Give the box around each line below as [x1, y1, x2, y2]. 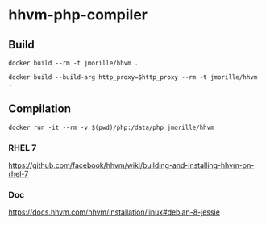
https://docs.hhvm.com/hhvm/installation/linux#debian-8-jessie [8, 207, 220, 217]
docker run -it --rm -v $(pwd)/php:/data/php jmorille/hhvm [8, 123, 215, 131]
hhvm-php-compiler [8, 6, 148, 24]
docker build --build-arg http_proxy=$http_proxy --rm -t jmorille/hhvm [8, 73, 258, 81]
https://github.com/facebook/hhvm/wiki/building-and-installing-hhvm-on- [8, 160, 255, 170]
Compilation [8, 102, 71, 116]
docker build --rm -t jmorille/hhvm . [8, 59, 139, 67]
